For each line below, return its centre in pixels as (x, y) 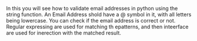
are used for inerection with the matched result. (64, 33)
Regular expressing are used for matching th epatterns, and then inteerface (97, 27)
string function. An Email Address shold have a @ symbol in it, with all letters (99, 14)
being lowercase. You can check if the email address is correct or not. (91, 20)
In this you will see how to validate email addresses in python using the (92, 8)
